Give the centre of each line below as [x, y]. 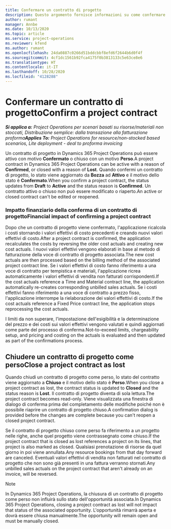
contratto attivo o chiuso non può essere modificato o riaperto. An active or [84, 191]
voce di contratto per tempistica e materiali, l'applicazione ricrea [73, 271]
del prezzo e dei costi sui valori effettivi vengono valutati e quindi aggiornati [85, 324]
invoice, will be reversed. [31, 474]
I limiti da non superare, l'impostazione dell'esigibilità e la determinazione [82, 319]
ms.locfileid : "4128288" [32, 77]
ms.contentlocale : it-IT [32, 67]
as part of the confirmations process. [44, 341]
